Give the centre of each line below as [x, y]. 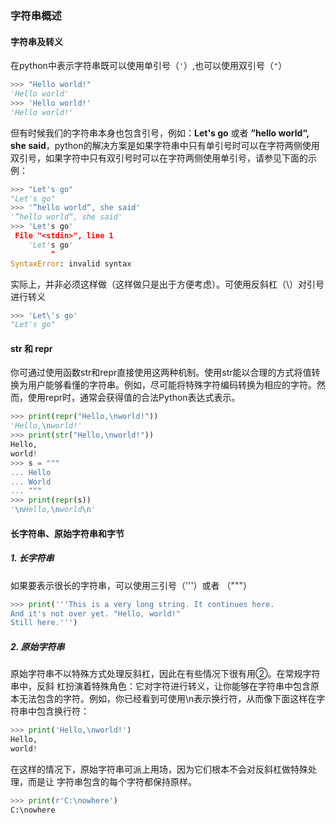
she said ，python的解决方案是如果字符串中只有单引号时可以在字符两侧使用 [165, 145]
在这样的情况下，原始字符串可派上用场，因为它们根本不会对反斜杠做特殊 [159, 769]
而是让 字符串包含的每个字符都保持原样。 [112, 781]
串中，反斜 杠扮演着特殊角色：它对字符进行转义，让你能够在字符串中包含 [160, 686]
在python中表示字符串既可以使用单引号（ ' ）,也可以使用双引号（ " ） [149, 66]
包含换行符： [63, 711]
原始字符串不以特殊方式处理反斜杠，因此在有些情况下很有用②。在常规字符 [165, 674]
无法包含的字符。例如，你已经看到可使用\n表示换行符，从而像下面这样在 [167, 699]
